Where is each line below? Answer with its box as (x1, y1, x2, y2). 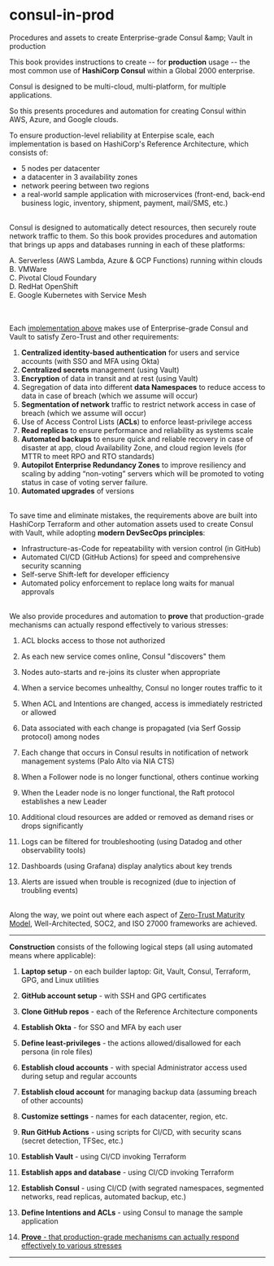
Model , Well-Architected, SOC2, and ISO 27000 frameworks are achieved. (9, 918, 258, 928)
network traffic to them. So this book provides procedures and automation (9, 230, 258, 241)
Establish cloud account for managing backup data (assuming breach (20, 1087, 257, 1097)
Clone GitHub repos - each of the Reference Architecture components (20, 1006, 259, 1016)
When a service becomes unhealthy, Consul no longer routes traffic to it (20, 682, 263, 693)
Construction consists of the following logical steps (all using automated (9, 942, 254, 952)
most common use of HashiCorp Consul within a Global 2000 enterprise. (9, 65, 255, 75)
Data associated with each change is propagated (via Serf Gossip (20, 723, 241, 733)
